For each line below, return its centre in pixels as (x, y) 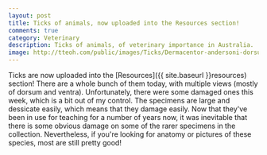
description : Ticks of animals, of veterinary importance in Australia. (131, 45)
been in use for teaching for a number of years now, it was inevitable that (128, 117)
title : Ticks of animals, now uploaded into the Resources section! (124, 23)
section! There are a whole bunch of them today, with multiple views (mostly (133, 83)
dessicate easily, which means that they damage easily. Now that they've (128, 109)
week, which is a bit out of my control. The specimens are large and (119, 101)
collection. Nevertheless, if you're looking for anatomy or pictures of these (130, 134)
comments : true (33, 30)
